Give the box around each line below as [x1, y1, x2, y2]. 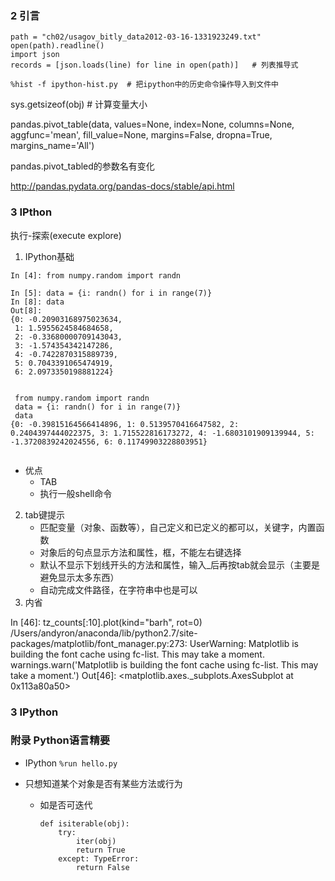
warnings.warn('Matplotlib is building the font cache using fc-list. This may [10, 658, 319, 671]
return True [75, 845, 126, 855]
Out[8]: [10, 305, 43, 316]
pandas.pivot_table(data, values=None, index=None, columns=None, [10, 118, 295, 131]
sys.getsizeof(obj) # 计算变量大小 [10, 98, 148, 111]
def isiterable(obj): [39, 818, 130, 829]
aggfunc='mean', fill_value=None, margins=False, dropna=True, [10, 129, 273, 141]
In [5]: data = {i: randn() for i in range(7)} [10, 288, 213, 298]
